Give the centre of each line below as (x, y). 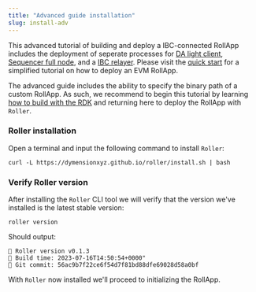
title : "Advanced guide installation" (72, 15)
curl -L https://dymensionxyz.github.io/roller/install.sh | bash (119, 162)
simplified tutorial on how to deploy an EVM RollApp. (93, 70)
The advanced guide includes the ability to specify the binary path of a (123, 85)
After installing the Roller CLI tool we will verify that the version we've (122, 200)
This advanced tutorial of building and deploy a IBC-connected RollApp (124, 45)
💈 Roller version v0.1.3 (49, 251)
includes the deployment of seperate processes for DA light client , (115, 54)
